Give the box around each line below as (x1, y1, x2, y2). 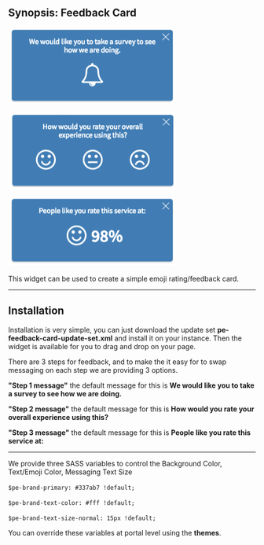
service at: (8, 436, 45, 445)
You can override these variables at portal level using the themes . (8, 528, 222, 537)
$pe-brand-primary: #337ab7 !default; (8, 484, 135, 492)
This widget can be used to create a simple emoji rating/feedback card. (8, 274, 240, 283)
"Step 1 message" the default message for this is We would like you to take (8, 381, 255, 390)
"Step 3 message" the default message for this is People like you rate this (8, 428, 251, 437)
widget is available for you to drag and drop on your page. (8, 341, 196, 351)
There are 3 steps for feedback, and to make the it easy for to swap (8, 357, 227, 366)
